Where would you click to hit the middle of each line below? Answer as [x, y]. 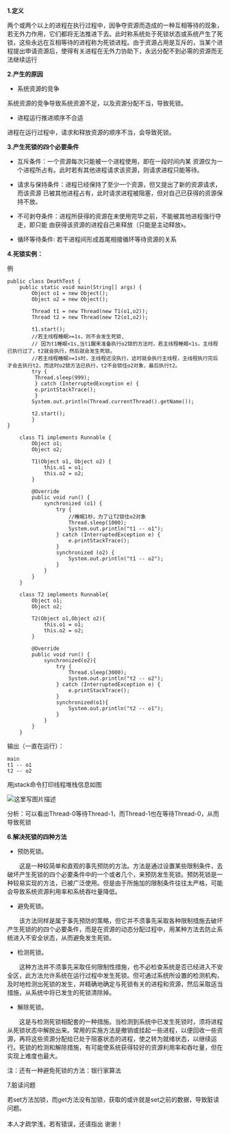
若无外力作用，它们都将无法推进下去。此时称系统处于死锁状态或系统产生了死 [115, 34]
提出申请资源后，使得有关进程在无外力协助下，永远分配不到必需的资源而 [115, 51]
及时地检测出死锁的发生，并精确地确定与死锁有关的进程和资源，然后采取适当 [115, 984]
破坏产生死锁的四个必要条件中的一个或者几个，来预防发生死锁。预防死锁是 [112, 874]
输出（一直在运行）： [36, 746]
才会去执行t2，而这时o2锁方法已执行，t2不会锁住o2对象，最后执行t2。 [94, 366]
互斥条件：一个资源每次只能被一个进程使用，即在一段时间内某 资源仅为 [117, 161]
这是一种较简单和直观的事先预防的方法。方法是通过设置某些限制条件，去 [121, 866]
